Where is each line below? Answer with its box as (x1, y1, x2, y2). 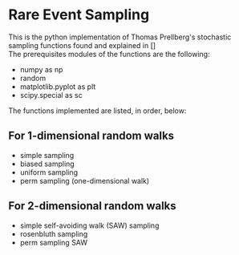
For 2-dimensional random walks (8, 199, 176, 213)
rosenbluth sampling (19, 229, 88, 238)
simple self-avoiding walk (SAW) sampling (19, 221, 160, 230)
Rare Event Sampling (8, 6, 150, 24)
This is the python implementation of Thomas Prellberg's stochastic (8, 32, 232, 42)
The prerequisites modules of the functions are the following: (8, 49, 210, 59)
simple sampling (19, 150, 75, 160)
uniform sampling (19, 167, 79, 177)
